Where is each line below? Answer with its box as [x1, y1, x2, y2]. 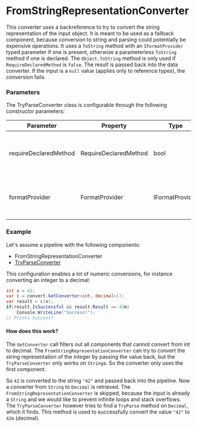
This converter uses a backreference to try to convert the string [6, 23, 160, 31]
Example [6, 228, 32, 236]
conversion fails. [6, 73, 46, 80]
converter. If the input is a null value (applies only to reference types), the [6, 67, 185, 74]
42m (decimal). [6, 414, 40, 421]
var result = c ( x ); [6, 298, 54, 305]
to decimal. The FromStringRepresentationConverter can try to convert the [6, 347, 186, 354]
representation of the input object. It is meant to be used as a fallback [6, 29, 174, 36]
